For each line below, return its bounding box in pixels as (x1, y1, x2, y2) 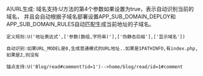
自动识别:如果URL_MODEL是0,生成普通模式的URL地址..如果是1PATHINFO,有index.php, (6, 46, 198, 52)
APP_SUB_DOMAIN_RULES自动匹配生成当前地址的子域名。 (6, 21, 155, 27)
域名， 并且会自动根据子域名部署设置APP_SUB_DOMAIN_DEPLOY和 (6, 13, 176, 20)
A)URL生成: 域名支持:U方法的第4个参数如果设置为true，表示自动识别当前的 (6, 5, 194, 12)
